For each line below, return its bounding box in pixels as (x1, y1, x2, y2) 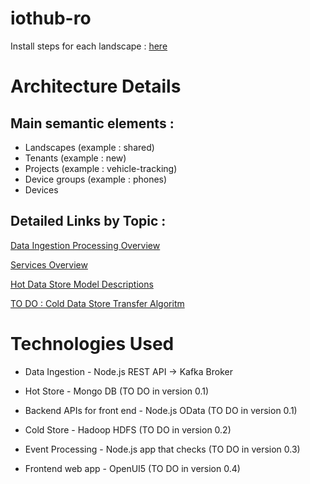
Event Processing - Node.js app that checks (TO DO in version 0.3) (24, 443, 301, 455)
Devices (24, 183, 59, 196)
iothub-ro (10, 7, 92, 30)
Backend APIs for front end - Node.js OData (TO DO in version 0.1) (24, 404, 298, 416)
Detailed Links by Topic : (10, 213, 167, 230)
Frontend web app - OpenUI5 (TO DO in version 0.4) (24, 462, 241, 474)
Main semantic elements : (10, 115, 175, 132)
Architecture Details (10, 75, 182, 98)
